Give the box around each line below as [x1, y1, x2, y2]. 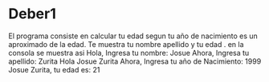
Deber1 [8, 5, 56, 23]
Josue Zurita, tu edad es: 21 [8, 64, 100, 74]
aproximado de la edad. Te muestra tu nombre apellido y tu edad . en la [8, 39, 244, 49]
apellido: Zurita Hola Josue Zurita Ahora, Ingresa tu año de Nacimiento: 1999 [8, 57, 262, 66]
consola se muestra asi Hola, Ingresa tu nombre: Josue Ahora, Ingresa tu [8, 48, 250, 57]
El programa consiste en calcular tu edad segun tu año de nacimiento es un [8, 31, 259, 41]
